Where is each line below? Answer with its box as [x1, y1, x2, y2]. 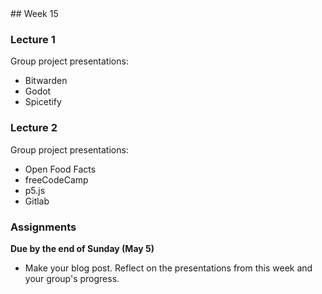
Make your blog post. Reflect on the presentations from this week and [24, 262, 313, 274]
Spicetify [24, 96, 62, 108]
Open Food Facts [24, 163, 97, 175]
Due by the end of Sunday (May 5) [10, 242, 155, 254]
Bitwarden [24, 75, 68, 87]
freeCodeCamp [24, 173, 89, 186]
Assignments [10, 220, 77, 234]
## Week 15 [10, 8, 59, 19]
